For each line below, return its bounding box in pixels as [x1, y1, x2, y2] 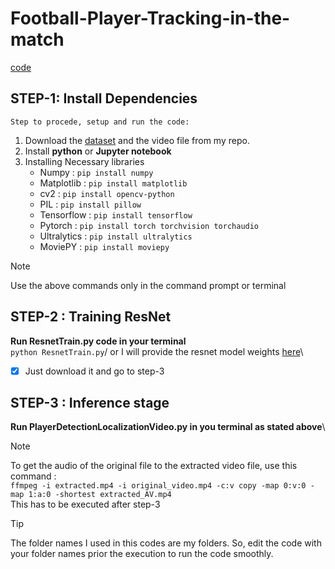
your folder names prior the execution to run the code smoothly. [10, 548, 274, 560]
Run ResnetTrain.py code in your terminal [10, 335, 187, 347]
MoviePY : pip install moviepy [39, 240, 170, 252]
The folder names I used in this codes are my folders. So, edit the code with [10, 537, 322, 549]
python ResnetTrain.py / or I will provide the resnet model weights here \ [10, 345, 304, 357]
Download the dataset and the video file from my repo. [24, 134, 250, 146]
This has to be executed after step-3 [10, 498, 161, 511]
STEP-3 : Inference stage [10, 395, 170, 412]
